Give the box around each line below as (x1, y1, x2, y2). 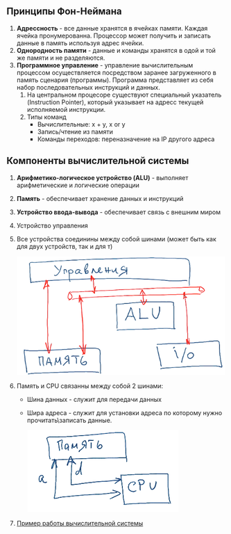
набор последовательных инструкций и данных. (16, 83, 160, 91)
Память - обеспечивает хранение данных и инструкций (16, 194, 184, 202)
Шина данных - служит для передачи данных (26, 396, 162, 404)
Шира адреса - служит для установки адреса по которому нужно (26, 409, 223, 417)
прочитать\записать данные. (26, 416, 112, 425)
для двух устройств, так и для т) (16, 242, 113, 250)
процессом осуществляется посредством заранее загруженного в (16, 68, 216, 76)
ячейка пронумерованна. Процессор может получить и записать (16, 31, 211, 40)
